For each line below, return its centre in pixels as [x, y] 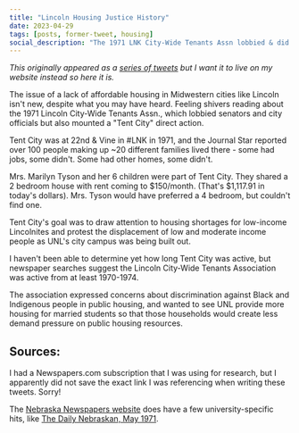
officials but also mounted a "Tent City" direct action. [107, 123]
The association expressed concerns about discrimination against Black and [149, 295]
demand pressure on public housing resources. [96, 323]
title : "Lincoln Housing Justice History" [89, 17]
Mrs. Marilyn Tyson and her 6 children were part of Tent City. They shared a [149, 177]
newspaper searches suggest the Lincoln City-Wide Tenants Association [143, 268]
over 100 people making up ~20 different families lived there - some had [142, 150]
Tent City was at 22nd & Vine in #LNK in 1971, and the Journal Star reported [148, 140]
